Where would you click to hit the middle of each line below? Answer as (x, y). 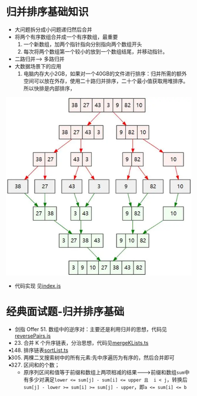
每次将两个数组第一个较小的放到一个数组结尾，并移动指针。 (96, 51)
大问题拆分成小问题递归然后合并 (53, 29)
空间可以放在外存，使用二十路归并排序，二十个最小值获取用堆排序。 (106, 81)
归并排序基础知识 (48, 12)
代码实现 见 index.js (38, 285)
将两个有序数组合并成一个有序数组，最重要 (66, 36)
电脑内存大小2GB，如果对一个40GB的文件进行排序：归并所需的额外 (105, 74)
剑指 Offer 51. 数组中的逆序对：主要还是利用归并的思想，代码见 (91, 329)
